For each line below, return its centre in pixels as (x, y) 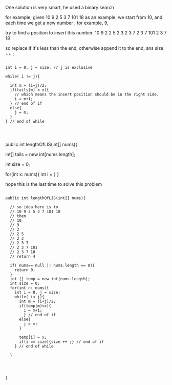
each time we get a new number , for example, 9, (57, 23)
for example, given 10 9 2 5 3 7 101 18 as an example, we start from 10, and (84, 17)
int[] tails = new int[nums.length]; (40, 154)
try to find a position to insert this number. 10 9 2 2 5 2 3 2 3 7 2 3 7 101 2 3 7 (86, 33)
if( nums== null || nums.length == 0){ (52, 265)
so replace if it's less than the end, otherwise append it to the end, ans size (84, 48)
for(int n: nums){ (30, 288)
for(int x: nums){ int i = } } (32, 174)
